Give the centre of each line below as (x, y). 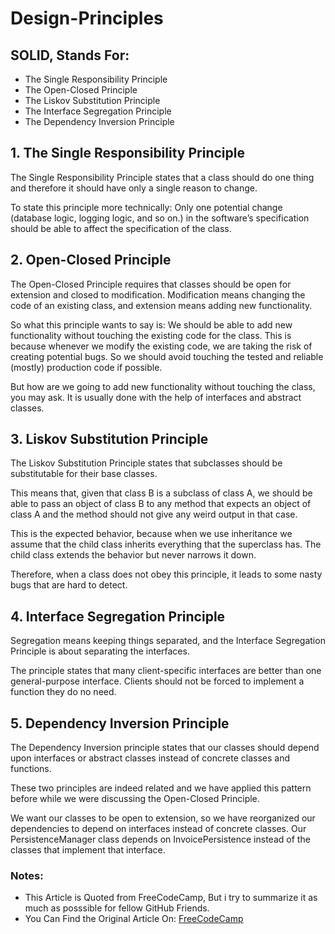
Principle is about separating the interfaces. (100, 651)
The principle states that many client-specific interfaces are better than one (166, 671)
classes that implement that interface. (88, 850)
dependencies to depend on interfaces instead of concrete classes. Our (158, 829)
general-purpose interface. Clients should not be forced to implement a (157, 681)
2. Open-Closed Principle (91, 260)
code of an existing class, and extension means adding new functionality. (161, 305)
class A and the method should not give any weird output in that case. (154, 514)
